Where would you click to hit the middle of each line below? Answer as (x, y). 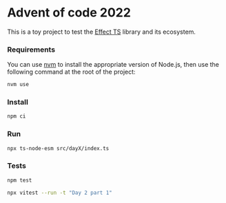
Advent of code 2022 (69, 13)
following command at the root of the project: (71, 72)
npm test (20, 180)
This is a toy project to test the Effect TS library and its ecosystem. (102, 32)
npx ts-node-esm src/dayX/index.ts (58, 148)
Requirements (31, 50)
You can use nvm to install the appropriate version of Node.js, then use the (113, 65)
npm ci (17, 116)
